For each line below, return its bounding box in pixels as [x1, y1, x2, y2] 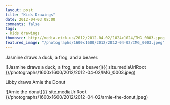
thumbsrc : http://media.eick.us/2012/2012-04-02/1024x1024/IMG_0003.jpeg [5, 36, 165, 41]
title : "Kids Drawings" [5, 12, 56, 17]
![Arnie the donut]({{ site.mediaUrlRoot [5, 89, 87, 95]
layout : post [5, 7, 33, 13]
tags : [5, 26, 17, 31]
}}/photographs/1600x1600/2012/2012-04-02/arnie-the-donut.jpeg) [5, 94, 148, 100]
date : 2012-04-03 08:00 [5, 17, 56, 22]
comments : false [5, 21, 40, 27]
